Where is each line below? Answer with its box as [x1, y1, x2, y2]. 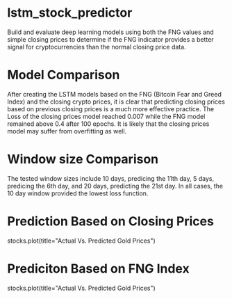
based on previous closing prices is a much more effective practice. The [7, 104, 214, 113]
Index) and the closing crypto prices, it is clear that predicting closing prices [7, 97, 226, 106]
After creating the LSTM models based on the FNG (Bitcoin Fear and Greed [7, 90, 222, 98]
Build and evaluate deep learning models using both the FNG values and [7, 28, 214, 36]
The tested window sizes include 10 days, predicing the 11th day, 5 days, [7, 174, 214, 182]
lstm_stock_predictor [7, 5, 133, 21]
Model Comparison [7, 67, 120, 83]
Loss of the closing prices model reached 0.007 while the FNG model [7, 112, 206, 120]
